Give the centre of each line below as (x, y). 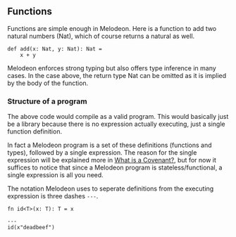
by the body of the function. (48, 83)
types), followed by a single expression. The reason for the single (102, 153)
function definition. (35, 132)
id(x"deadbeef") (31, 228)
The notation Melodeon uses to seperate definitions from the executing (111, 188)
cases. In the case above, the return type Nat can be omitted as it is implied (117, 75)
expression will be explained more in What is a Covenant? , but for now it (112, 160)
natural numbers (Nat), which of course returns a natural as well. (101, 36)
